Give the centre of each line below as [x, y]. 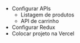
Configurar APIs [31, 9]
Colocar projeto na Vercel [43, 34]
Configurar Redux [33, 27]
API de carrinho [40, 21]
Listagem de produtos [47, 15]
